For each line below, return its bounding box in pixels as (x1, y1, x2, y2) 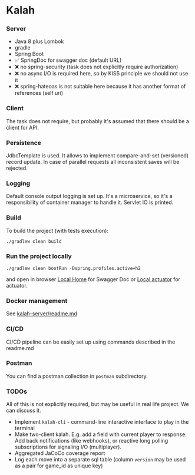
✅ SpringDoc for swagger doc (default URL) (14, 57, 122, 64)
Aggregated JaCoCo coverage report (14, 450, 105, 457)
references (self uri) (14, 90, 64, 97)
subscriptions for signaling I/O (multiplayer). (14, 443, 122, 451)
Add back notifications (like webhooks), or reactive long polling (14, 437, 168, 444)
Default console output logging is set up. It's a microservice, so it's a (6, 193, 173, 200)
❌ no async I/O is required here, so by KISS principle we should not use (14, 70, 189, 77)
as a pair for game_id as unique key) (14, 462, 103, 469)
